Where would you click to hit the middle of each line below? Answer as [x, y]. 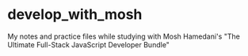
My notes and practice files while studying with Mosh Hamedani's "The [124, 36]
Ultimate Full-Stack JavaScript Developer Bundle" [88, 44]
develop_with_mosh [75, 15]
